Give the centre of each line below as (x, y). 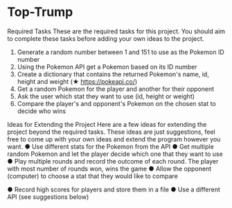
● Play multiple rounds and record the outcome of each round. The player (113, 161)
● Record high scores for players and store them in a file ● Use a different (114, 189)
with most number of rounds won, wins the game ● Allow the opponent (109, 168)
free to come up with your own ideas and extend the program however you (114, 139)
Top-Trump (40, 12)
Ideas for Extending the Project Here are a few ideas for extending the (107, 124)
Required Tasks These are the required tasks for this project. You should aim (116, 31)
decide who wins (42, 111)
